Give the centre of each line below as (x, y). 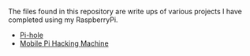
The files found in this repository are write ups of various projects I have (125, 11)
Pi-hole (31, 35)
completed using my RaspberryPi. (63, 20)
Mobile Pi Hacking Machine (64, 43)
